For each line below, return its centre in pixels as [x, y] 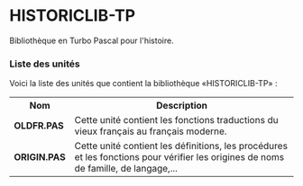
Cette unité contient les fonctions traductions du [176, 120]
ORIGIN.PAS [40, 157]
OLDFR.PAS [39, 126]
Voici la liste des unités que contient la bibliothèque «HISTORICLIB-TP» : [143, 84]
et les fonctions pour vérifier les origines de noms [179, 157]
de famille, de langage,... [126, 169]
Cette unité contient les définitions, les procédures [181, 146]
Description [182, 106]
